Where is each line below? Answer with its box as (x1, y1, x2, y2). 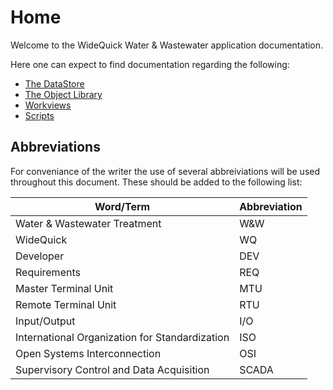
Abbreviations (10, 139, 101, 156)
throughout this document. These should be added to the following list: (10, 176, 303, 188)
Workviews (24, 99, 72, 111)
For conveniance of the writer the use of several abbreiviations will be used (10, 165, 321, 177)
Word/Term (94, 199, 151, 213)
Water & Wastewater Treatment (15, 216, 162, 230)
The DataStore (24, 77, 85, 90)
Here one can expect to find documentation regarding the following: (10, 58, 290, 70)
